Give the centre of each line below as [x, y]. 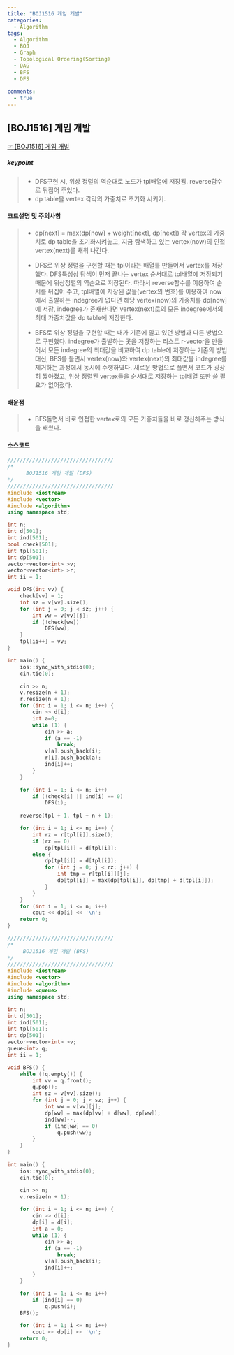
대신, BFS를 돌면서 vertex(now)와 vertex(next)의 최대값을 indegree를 [131, 358]
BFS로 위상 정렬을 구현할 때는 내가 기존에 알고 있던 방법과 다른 [119, 332]
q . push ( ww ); [74, 1133]
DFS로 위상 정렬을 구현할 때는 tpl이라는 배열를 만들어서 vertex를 [122, 265]
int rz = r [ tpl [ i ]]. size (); [73, 835]
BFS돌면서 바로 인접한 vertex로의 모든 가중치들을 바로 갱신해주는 [123, 419]
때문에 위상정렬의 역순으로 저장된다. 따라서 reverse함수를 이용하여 [125, 282]
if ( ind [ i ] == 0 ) [57, 1300]
